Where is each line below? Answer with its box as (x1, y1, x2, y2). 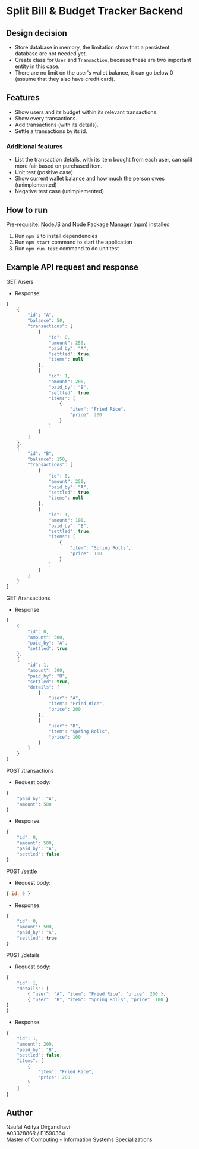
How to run (6, 205, 48, 215)
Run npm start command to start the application (14, 239, 132, 246)
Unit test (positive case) (14, 169, 73, 176)
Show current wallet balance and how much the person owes (14, 175, 165, 182)
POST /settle (6, 868, 37, 875)
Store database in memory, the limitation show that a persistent (14, 44, 170, 51)
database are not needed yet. (14, 50, 87, 57)
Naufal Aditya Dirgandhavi (6, 1123, 70, 1131)
